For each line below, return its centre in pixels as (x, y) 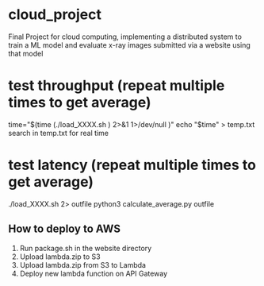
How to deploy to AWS (65, 229)
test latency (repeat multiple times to (132, 165)
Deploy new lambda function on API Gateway (94, 273)
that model (26, 53)
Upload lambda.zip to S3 (60, 257)
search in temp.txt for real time (59, 133)
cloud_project (55, 15)
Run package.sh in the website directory (86, 248)
